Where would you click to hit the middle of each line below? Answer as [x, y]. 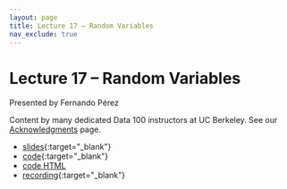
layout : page [34, 17]
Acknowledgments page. [55, 129]
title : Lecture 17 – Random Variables [81, 26]
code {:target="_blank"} [65, 156]
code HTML [44, 166]
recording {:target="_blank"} [74, 176]
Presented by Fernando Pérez [64, 103]
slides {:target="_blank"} [67, 147]
